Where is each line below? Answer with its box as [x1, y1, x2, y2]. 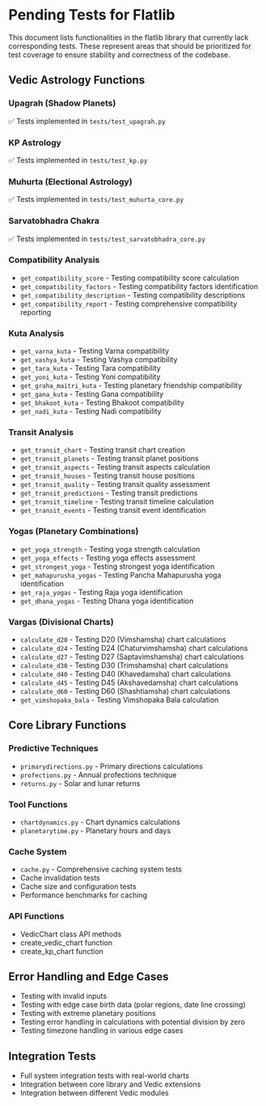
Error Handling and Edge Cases [8, 970, 169, 983]
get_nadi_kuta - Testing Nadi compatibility [19, 407, 162, 416]
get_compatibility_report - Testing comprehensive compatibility [19, 299, 238, 308]
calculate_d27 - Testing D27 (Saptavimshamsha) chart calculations [19, 652, 244, 661]
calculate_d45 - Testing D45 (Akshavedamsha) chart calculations [19, 678, 239, 687]
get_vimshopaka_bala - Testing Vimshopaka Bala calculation [19, 695, 219, 704]
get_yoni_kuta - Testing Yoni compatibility [19, 372, 161, 382]
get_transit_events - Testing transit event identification [19, 506, 206, 515]
